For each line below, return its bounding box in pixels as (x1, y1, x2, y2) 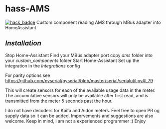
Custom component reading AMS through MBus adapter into (36, 19, 161, 25)
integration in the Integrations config (5, 63, 80, 68)
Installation (5, 39, 41, 48)
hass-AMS (5, 3, 50, 14)
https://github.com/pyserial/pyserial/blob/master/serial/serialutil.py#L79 (5, 77, 153, 83)
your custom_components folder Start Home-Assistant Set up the (5, 58, 140, 64)
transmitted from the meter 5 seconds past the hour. (5, 98, 113, 104)
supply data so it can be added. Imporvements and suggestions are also (5, 113, 154, 119)
